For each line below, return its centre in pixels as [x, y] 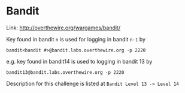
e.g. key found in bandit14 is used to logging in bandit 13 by [79, 61]
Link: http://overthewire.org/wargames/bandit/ [63, 28]
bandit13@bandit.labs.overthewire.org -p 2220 [65, 72]
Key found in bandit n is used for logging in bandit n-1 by [76, 39]
